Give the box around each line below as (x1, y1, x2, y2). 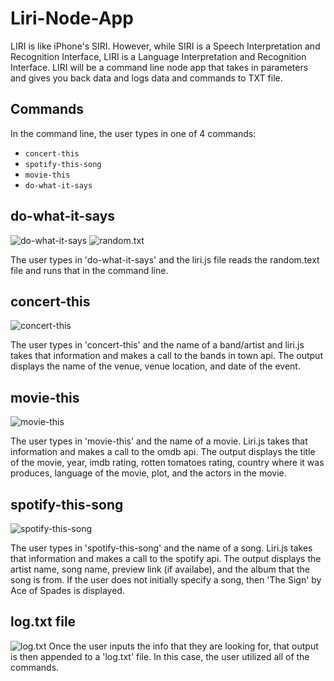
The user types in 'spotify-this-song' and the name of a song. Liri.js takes (10, 542, 313, 554)
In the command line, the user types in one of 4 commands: (10, 127, 257, 139)
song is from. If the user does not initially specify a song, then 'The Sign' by (10, 574, 322, 586)
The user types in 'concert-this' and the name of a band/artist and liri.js (10, 339, 305, 351)
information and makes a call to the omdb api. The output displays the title (10, 446, 316, 458)
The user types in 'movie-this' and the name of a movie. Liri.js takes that (10, 435, 308, 447)
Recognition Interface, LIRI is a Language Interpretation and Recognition (10, 50, 307, 62)
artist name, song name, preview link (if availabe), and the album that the (10, 563, 310, 575)
